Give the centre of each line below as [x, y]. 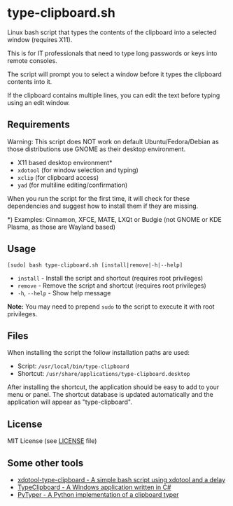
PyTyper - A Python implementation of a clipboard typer [98, 494]
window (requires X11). [40, 39]
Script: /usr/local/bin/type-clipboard [73, 366]
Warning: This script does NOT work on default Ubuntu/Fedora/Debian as [113, 141]
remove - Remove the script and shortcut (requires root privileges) [112, 286]
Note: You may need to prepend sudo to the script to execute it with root [111, 307]
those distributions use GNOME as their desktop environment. [97, 149]
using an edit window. [38, 102]
